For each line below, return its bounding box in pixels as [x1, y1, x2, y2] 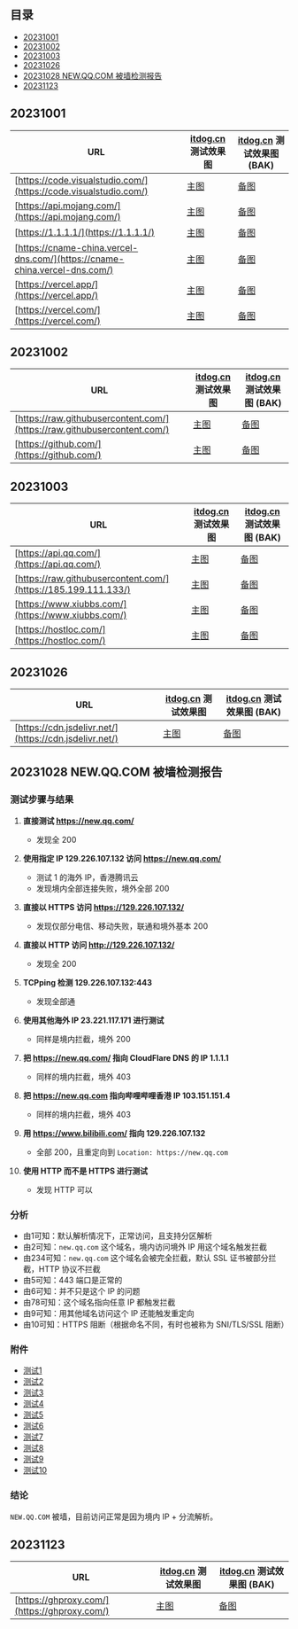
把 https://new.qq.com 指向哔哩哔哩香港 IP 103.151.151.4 [22, 1090, 231, 1101]
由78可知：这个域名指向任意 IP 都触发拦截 [22, 1297, 176, 1308]
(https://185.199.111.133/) [14, 583, 131, 596]
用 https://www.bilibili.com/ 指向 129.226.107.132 [22, 1127, 206, 1138]
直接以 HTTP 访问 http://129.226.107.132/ [22, 939, 175, 950]
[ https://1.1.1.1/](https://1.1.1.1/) [14, 226, 156, 238]
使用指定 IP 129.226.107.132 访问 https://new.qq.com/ [22, 853, 222, 863]
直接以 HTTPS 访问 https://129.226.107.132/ [22, 901, 185, 912]
